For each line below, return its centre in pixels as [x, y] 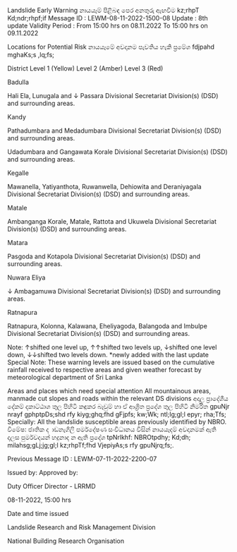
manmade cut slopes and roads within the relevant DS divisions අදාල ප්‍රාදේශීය [118, 398]
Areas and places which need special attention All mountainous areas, [109, 391]
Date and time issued [38, 514]
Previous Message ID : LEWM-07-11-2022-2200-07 [82, 459]
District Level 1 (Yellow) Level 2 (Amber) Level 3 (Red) [85, 68]
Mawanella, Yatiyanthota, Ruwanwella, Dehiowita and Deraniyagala [105, 187]
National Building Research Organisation [66, 541]
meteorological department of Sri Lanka [65, 377]
